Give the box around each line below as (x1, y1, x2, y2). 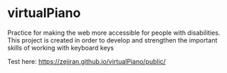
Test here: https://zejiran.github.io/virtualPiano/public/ (7, 57, 166, 65)
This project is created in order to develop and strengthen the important (7, 35, 218, 44)
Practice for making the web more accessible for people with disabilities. (7, 28, 221, 37)
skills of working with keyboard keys (7, 43, 114, 52)
